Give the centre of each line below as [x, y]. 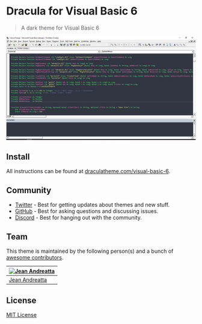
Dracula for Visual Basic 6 [72, 11]
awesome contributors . [35, 258]
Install [18, 157]
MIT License [22, 315]
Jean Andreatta [28, 279]
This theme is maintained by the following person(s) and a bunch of [90, 251]
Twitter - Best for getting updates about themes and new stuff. [92, 205]
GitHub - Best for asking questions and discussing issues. [87, 211]
